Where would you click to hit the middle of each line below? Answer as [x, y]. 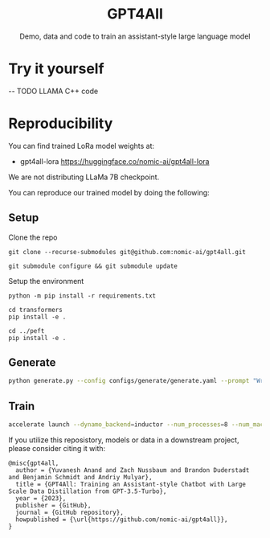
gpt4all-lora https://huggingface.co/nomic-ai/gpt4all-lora [115, 161]
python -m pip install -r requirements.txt [82, 296]
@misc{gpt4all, [34, 463]
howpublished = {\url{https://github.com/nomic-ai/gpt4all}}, [122, 520]
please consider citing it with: [57, 448]
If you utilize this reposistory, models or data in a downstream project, [124, 440]
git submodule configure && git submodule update [93, 266]
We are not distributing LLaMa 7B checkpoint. [84, 177]
